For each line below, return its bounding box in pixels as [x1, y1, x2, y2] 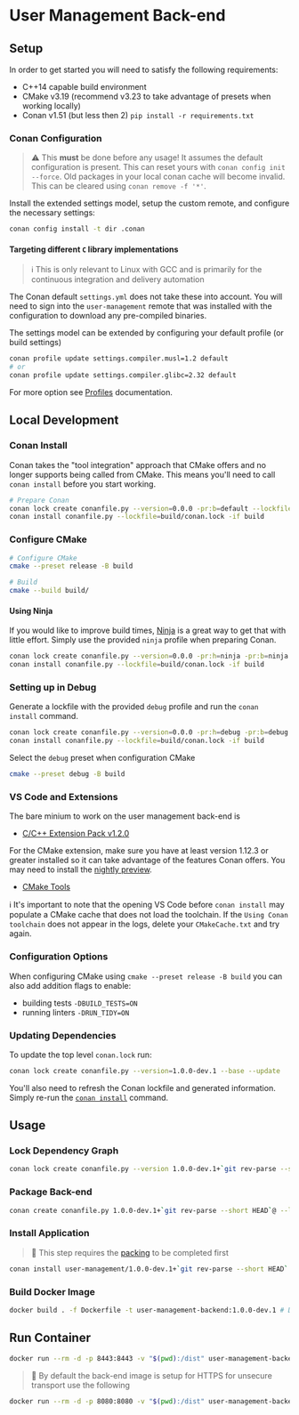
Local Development [9, 413, 119, 428]
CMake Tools [21, 882, 71, 893]
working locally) [21, 101, 82, 111]
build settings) [9, 337, 62, 348]
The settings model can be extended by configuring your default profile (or [9, 327, 285, 338]
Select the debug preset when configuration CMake [9, 753, 196, 764]
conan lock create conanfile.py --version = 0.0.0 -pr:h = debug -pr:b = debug [9, 728, 289, 737]
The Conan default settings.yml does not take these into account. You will [9, 291, 283, 303]
